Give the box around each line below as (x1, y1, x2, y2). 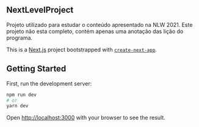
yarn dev (6, 103, 29, 109)
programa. (6, 34, 32, 42)
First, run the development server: (6, 79, 92, 87)
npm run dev (6, 92, 37, 98)
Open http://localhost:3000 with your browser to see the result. (6, 114, 166, 122)
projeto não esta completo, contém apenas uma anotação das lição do (6, 27, 184, 35)
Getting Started (6, 64, 67, 74)
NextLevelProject (6, 5, 74, 15)
